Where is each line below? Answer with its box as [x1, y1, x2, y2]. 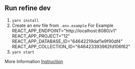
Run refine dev [4, 4, 51, 12]
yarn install [11, 18, 39, 23]
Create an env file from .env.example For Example [11, 22, 114, 28]
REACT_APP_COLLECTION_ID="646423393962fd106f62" [11, 43, 131, 49]
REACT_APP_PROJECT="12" [11, 33, 70, 39]
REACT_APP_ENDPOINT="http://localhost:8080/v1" [11, 27, 117, 34]
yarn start [11, 50, 35, 55]
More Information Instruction [4, 58, 63, 64]
